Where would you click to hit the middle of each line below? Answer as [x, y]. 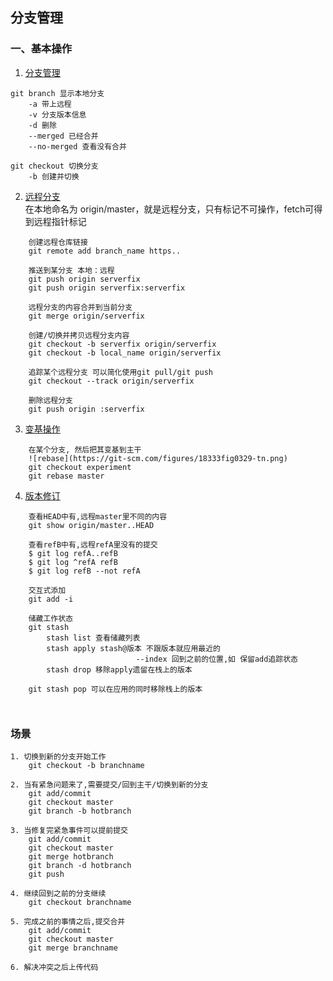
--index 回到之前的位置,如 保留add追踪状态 [216, 659]
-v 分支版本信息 [57, 114]
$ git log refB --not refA [84, 571]
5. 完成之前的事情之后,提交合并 [68, 921]
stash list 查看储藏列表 [93, 638]
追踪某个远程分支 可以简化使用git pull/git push [120, 372]
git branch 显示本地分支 [57, 93]
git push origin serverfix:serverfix [107, 288]
